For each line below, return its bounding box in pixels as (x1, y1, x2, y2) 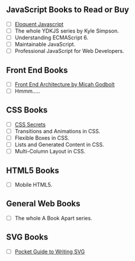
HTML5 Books (6, 165, 59, 175)
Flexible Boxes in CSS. (14, 134, 70, 141)
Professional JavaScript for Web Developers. (14, 48, 124, 55)
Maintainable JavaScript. (14, 41, 76, 48)
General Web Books (6, 199, 81, 209)
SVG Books (6, 232, 49, 243)
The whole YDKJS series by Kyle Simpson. (14, 27, 120, 34)
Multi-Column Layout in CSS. (14, 148, 86, 155)
